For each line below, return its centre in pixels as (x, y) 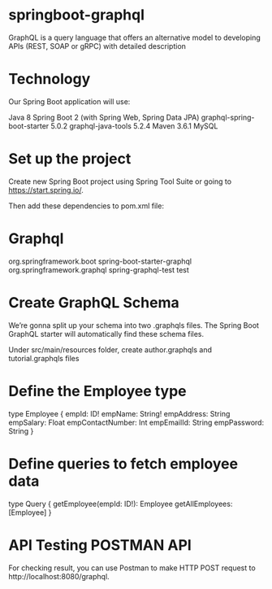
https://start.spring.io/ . (46, 190)
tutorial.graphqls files (44, 358)
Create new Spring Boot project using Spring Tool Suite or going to (120, 181)
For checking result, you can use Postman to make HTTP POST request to (132, 568)
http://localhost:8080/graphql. (59, 576)
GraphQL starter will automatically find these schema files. (106, 334)
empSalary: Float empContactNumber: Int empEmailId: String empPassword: (136, 422)
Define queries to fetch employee (123, 463)
